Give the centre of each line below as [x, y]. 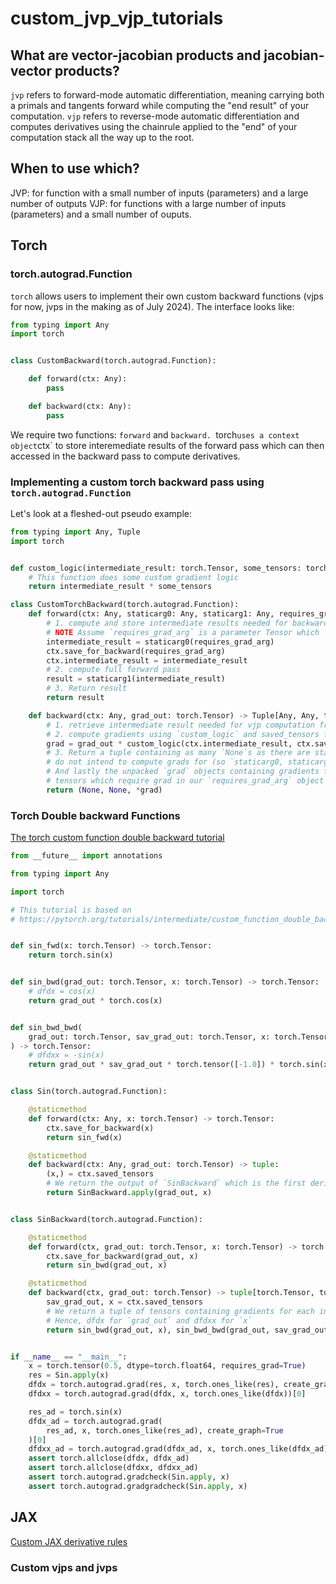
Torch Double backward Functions [95, 815]
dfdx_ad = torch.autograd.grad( [95, 1421]
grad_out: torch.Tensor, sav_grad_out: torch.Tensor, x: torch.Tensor [178, 1037]
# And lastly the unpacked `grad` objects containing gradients [183, 772]
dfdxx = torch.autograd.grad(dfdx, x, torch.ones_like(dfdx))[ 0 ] [167, 1394]
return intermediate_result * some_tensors [120, 587]
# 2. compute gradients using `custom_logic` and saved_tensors [183, 734]
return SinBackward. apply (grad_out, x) [129, 1193]
